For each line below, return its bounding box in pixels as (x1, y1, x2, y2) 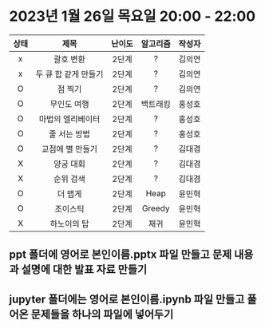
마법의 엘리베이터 (38, 113, 101, 124)
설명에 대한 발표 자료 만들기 (21, 263, 148, 276)
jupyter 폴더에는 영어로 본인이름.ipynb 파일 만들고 (9, 292, 245, 306)
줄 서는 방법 (48, 128, 91, 140)
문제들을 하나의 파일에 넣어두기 (30, 307, 174, 321)
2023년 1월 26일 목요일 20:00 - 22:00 (9, 7, 256, 26)
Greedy (141, 203, 170, 214)
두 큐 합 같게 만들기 (35, 69, 104, 80)
